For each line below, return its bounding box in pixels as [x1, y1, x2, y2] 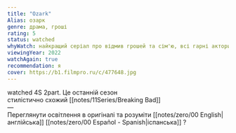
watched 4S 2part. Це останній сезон [7, 88, 118, 97]
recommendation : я [7, 62, 61, 69]
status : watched [7, 36, 55, 43]
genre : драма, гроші [7, 23, 68, 30]
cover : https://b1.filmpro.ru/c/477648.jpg [7, 69, 137, 76]
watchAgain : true [7, 56, 58, 63]
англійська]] [7, 118, 44, 126]
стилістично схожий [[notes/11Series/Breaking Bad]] [7, 95, 161, 104]
